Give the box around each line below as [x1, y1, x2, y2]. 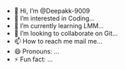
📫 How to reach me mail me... [13, 37, 102, 45]
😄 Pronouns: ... [13, 47, 60, 56]
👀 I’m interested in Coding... [13, 14, 95, 23]
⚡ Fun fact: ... [13, 55, 53, 63]
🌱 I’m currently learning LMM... [13, 22, 105, 30]
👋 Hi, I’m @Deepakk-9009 [13, 7, 90, 15]
